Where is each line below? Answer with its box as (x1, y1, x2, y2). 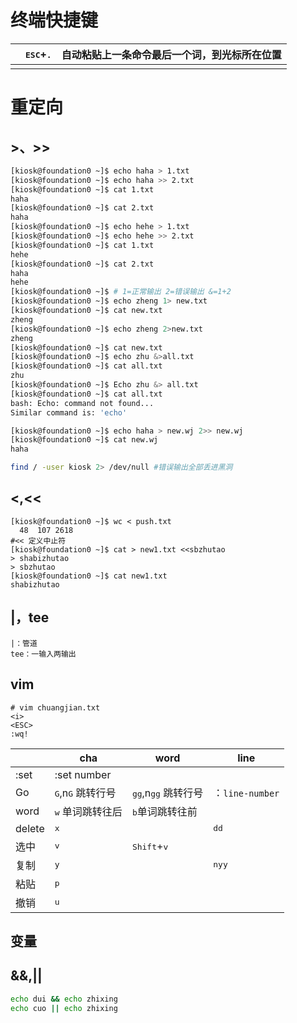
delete (15, 821, 45, 835)
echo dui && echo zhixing (10, 994, 118, 1004)
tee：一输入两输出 (10, 649, 77, 659)
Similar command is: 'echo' (10, 407, 128, 418)
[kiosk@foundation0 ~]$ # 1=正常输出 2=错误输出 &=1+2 (10, 287, 232, 297)
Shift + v (131, 839, 169, 853)
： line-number (213, 786, 280, 800)
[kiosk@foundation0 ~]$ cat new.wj (10, 435, 159, 445)
